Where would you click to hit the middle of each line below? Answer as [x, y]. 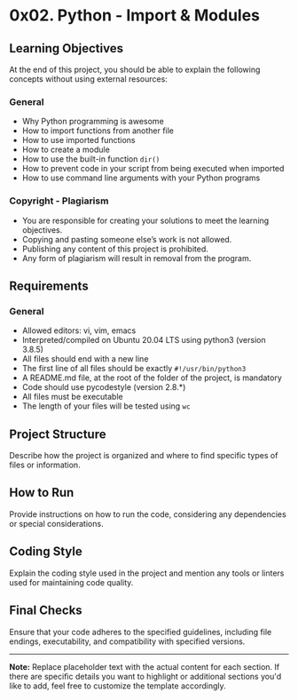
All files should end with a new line [85, 359]
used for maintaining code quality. [71, 582]
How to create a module [66, 150]
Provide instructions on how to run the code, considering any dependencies [148, 514]
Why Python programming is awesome [93, 122]
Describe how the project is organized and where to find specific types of [144, 456]
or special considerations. [56, 523]
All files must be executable [72, 397]
